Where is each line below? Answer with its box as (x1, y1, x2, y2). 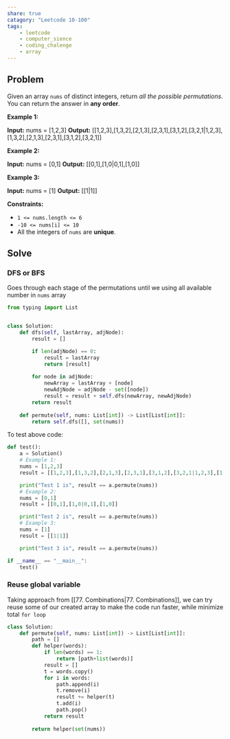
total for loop (7, 610, 46, 618)
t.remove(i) (56, 687, 91, 694)
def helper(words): (32, 643, 88, 650)
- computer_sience (19, 36, 72, 43)
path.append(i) (56, 681, 100, 687)
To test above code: (7, 431, 64, 439)
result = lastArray (43, 354, 100, 361)
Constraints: (7, 200, 44, 208)
